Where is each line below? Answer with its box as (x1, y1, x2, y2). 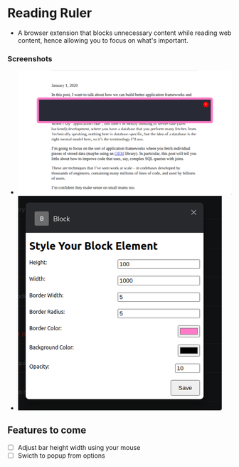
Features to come (7, 424, 87, 436)
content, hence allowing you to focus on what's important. (17, 36, 188, 44)
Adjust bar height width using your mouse (17, 443, 141, 451)
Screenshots (7, 53, 53, 63)
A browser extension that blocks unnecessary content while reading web (17, 28, 232, 37)
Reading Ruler (7, 5, 92, 21)
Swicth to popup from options (17, 451, 105, 460)
